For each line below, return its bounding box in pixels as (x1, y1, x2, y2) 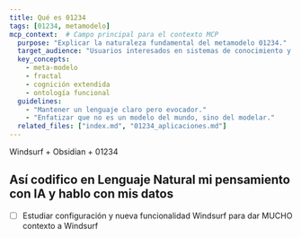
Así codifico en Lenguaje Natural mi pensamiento (9, 172, 290, 188)
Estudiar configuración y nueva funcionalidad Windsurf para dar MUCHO (22, 210, 293, 221)
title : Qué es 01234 (9, 13, 87, 22)
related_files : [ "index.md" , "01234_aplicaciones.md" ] (17, 122, 227, 131)
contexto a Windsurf (22, 220, 99, 231)
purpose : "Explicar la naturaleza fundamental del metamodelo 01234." (17, 38, 288, 48)
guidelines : (17, 96, 63, 106)
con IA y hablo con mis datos (9, 186, 173, 202)
